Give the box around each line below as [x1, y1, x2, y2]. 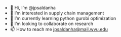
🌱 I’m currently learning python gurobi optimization [10, 15, 116, 21]
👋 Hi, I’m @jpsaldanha [10, 5, 56, 10]
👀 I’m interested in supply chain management [10, 10, 104, 16]
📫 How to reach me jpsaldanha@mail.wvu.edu [10, 26, 108, 32]
